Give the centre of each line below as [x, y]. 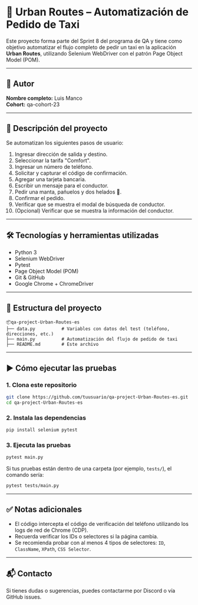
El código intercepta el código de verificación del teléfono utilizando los [101, 524]
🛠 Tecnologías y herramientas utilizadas [82, 235]
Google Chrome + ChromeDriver [54, 284]
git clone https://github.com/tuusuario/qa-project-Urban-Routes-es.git [97, 397]
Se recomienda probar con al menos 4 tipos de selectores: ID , [90, 542]
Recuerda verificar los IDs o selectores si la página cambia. [86, 536]
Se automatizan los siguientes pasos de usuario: [65, 143]
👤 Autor [20, 84]
